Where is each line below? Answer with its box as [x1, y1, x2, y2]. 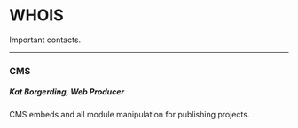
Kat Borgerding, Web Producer [9, 87, 125, 97]
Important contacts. [9, 34, 82, 45]
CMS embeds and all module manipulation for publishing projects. [9, 109, 250, 119]
